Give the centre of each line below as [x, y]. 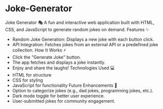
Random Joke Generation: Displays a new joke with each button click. [83, 39]
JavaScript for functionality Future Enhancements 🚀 [65, 85]
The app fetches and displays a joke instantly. [59, 62]
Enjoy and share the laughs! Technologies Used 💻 [63, 68]
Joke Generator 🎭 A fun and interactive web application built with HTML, [80, 22]
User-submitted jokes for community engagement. [63, 101]
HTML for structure [32, 75]
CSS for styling [28, 80]
